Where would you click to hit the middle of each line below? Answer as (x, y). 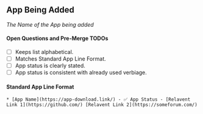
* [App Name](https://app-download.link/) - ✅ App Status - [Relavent (98, 99)
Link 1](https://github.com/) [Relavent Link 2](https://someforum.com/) (102, 105)
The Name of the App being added (50, 24)
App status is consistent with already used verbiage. (81, 73)
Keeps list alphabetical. (44, 52)
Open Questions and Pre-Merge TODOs (57, 38)
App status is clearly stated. (50, 65)
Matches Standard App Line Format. (60, 59)
